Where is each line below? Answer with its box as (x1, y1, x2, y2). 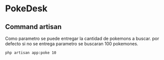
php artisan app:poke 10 (5, 50, 56, 55)
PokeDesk (5, 3, 48, 14)
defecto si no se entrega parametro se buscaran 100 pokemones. (5, 41, 139, 47)
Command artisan (5, 23, 62, 31)
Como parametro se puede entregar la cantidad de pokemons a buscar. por (5, 35, 160, 41)
